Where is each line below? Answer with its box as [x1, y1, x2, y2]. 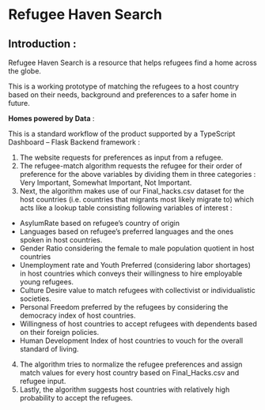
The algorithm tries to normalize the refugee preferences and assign [19, 359, 243, 369]
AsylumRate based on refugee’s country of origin [19, 219, 180, 228]
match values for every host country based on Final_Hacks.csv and [19, 368, 240, 377]
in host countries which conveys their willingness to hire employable [19, 269, 243, 278]
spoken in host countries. [19, 235, 103, 244]
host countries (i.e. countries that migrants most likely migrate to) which [19, 195, 255, 204]
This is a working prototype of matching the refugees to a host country [8, 81, 240, 91]
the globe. [8, 66, 42, 76]
